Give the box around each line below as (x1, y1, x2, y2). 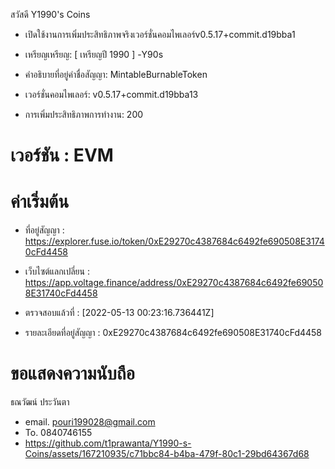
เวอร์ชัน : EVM (10, 144, 114, 167)
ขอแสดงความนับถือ (10, 362, 135, 385)
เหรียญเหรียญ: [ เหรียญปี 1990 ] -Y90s (24, 49, 164, 60)
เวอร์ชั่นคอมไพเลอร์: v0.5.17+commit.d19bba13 (24, 89, 199, 100)
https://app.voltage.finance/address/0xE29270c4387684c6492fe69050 (24, 277, 324, 289)
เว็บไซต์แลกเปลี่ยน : (24, 265, 90, 278)
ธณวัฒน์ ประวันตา (10, 396, 70, 408)
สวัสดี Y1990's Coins (10, 9, 91, 20)
